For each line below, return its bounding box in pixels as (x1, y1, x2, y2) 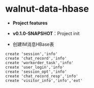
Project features (12, 20, 48, 26)
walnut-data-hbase (5, 3, 89, 15)
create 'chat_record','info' (5, 55, 67, 61)
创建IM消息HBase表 (12, 41, 54, 47)
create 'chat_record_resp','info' (5, 73, 79, 79)
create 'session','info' (5, 51, 58, 56)
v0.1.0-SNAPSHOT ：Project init (12, 30, 80, 36)
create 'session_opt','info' (5, 69, 67, 74)
